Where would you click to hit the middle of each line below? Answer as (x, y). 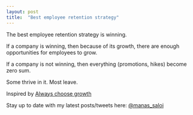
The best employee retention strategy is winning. (67, 34)
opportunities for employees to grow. (52, 52)
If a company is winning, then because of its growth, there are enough (93, 46)
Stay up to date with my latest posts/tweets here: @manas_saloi (85, 105)
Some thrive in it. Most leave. (42, 82)
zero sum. (19, 70)
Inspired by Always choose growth (49, 93)
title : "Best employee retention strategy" (63, 17)
